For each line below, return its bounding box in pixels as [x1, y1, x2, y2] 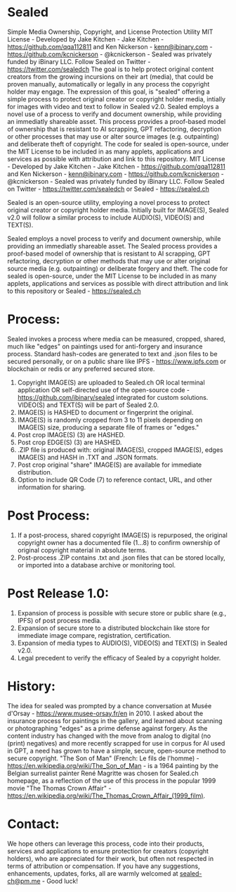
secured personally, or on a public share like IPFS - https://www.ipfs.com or [7, 357, 227, 365]
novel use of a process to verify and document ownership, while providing [7, 110, 223, 118]
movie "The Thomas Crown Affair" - [7, 784, 112, 792]
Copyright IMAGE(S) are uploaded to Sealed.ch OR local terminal [17, 378, 205, 387]
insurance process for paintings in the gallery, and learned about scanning [7, 716, 223, 725]
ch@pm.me [7, 877, 41, 885]
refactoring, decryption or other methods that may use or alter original [7, 256, 211, 265]
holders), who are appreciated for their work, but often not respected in [7, 854, 214, 862]
